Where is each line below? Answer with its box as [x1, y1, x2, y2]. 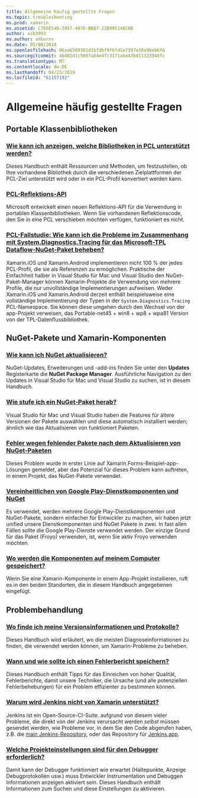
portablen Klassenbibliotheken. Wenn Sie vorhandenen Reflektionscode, [6, 210, 182, 217]
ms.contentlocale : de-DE [6, 63, 67, 70]
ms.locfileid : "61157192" [6, 75, 70, 81]
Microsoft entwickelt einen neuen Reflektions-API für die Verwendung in [6, 203, 182, 210]
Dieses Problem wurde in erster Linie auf [6, 459, 105, 467]
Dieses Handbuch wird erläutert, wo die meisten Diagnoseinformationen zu [6, 636, 189, 643]
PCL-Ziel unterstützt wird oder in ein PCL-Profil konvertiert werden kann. [6, 175, 183, 182]
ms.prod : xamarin [6, 20, 49, 25]
